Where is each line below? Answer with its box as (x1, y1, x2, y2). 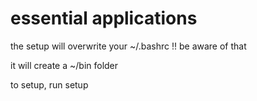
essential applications (10, 7, 198, 30)
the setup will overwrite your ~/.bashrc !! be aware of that (10, 40, 247, 52)
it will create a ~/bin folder (10, 59, 119, 71)
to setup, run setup (10, 78, 89, 91)
